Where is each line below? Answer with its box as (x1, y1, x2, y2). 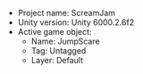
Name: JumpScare (30, 36, 100, 46)
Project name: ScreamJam (17, 8, 116, 18)
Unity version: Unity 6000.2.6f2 (17, 17, 135, 28)
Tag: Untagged (30, 45, 87, 56)
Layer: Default (30, 55, 83, 65)
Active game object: (17, 27, 92, 37)
